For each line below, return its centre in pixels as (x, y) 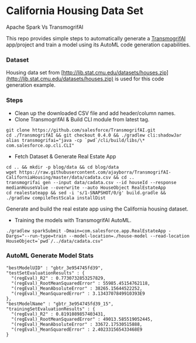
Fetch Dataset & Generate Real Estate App (65, 156)
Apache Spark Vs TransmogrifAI (45, 27)
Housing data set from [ (35, 73)
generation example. (31, 85)
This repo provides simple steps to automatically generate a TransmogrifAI (96, 38)
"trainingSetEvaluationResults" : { (51, 309)
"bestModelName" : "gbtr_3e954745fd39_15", (60, 304)
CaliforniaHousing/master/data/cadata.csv (59, 177)
